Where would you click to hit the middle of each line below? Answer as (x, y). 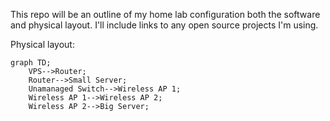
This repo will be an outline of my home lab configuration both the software (165, 14)
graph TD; (31, 63)
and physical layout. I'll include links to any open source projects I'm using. (164, 25)
